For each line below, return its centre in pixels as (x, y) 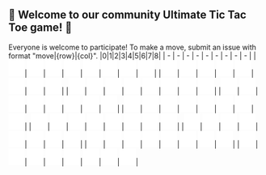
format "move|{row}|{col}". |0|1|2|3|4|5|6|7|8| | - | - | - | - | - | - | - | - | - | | (132, 55)
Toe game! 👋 (40, 28)
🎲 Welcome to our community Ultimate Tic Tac (127, 15)
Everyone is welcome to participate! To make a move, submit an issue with (133, 47)
